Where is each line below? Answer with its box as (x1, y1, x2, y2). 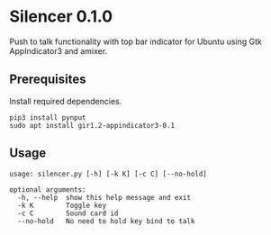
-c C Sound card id (17, 209, 119, 218)
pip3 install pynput (9, 113, 87, 122)
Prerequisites (9, 72, 86, 87)
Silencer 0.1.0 (9, 6, 113, 27)
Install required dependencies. (9, 95, 122, 106)
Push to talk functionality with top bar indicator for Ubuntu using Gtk (9, 36, 263, 47)
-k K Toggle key (17, 201, 106, 210)
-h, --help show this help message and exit (17, 193, 192, 202)
